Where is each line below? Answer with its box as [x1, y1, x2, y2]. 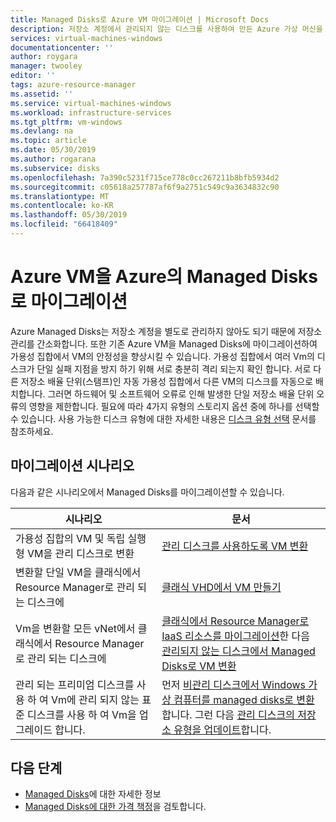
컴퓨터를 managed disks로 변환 [173, 692, 315, 706]
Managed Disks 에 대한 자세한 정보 [24, 788, 162, 800]
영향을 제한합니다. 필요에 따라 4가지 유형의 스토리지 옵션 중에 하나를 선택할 [28, 400, 320, 412]
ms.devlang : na [10, 126, 74, 136]
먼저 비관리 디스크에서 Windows [161, 677, 306, 691]
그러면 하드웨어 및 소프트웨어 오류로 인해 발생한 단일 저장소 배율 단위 [47, 387, 315, 400]
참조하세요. [10, 425, 54, 437]
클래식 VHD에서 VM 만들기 [161, 580, 282, 594]
